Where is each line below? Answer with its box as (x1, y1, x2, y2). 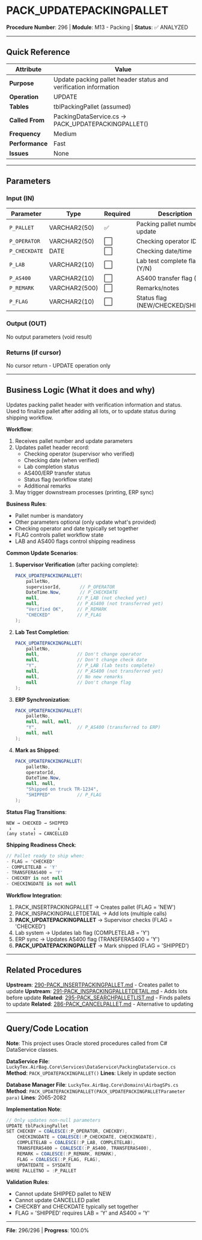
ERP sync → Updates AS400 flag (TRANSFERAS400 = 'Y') (14, 936, 160, 943)
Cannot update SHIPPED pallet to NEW (14, 1190, 111, 1198)
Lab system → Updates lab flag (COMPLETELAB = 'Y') (14, 929, 150, 936)
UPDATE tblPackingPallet (6, 1123, 69, 1129)
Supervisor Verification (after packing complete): (14, 561, 139, 568)
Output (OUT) (6, 319, 47, 328)
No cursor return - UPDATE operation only (6, 362, 111, 369)
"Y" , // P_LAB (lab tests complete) (26, 663, 156, 669)
